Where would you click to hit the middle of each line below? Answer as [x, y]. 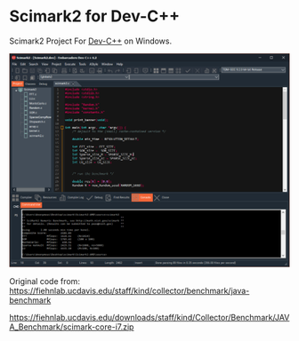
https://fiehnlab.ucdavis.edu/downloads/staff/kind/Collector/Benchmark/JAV [149, 318]
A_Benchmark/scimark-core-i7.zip [72, 327]
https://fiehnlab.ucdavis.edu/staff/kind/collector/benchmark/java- [129, 291]
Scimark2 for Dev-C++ [95, 16]
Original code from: [44, 282]
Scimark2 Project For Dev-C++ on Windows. [90, 41]
